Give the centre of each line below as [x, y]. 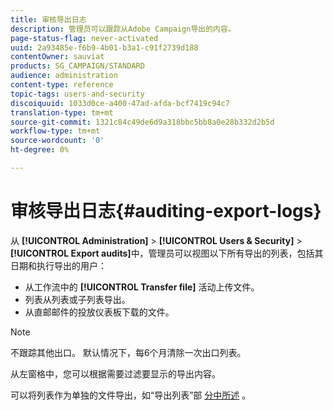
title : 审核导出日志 [48, 19]
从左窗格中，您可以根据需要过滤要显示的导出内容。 [115, 373]
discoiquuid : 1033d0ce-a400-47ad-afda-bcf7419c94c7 [120, 103]
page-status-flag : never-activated [84, 38]
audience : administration [64, 76]
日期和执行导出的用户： [58, 265]
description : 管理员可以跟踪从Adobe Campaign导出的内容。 [123, 29]
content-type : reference [62, 85]
